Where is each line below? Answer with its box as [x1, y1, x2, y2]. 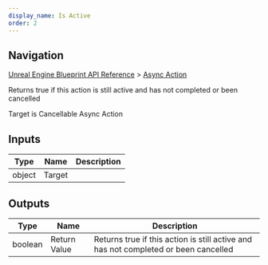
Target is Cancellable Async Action [8, 109, 124, 119]
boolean [12, 239, 43, 250]
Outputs [8, 196, 50, 210]
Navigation [8, 49, 64, 62]
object [12, 169, 36, 180]
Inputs [8, 132, 41, 146]
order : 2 [8, 19, 37, 27]
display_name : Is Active [8, 11, 91, 20]
